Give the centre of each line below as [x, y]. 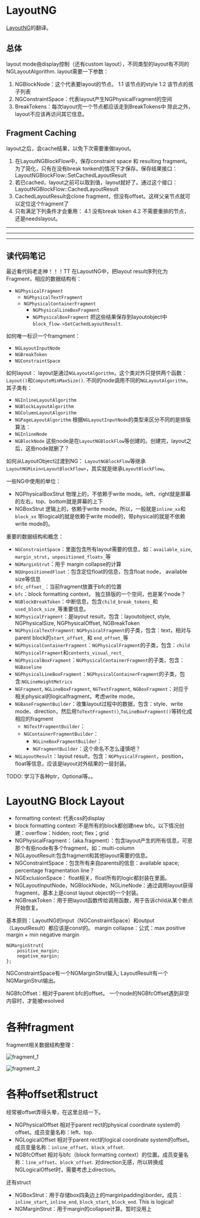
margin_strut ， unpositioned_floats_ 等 [63, 557]
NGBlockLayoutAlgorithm [44, 407]
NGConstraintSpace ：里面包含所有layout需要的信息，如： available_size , [103, 549]
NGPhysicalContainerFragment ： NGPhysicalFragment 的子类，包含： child [102, 645]
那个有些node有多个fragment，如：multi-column [75, 848]
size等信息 [28, 579]
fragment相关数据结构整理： [41, 1045]
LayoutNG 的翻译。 [29, 27]
